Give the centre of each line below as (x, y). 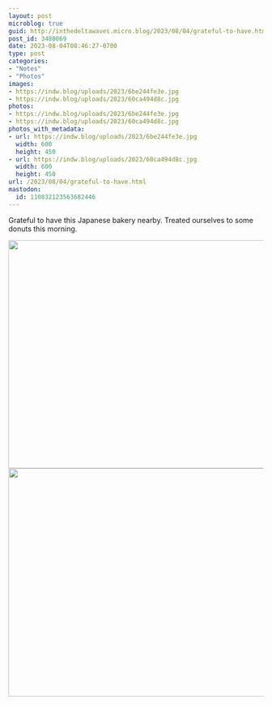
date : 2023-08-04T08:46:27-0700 (63, 46)
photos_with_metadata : (47, 129)
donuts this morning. (43, 229)
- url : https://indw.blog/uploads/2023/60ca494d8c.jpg (103, 159)
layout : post (30, 16)
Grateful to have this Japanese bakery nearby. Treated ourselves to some (131, 220)
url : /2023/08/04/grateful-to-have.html (78, 182)
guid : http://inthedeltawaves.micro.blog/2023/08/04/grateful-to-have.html (139, 31)
